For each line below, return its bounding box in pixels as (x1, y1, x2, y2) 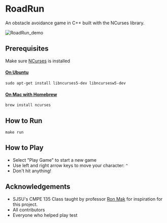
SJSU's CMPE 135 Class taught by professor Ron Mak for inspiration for (12, 196, 163, 202)
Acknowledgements (5, 182, 71, 191)
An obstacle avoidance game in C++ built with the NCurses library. (5, 20, 145, 26)
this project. (12, 201, 38, 207)
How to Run (5, 116, 43, 125)
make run (5, 130, 24, 135)
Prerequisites (5, 44, 49, 53)
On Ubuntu (5, 69, 29, 76)
